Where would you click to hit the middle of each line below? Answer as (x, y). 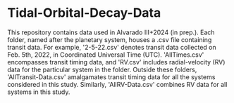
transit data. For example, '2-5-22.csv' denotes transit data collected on (112, 47)
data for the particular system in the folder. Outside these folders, (102, 69)
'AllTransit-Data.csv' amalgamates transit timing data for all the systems (111, 77)
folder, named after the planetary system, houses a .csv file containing (110, 39)
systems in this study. (39, 92)
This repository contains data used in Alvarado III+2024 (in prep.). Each (111, 32)
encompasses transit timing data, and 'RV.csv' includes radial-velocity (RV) (116, 62)
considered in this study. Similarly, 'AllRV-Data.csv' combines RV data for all (117, 84)
